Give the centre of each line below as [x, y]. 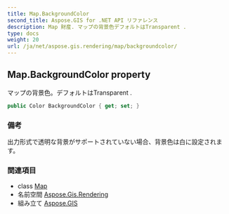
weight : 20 [23, 40]
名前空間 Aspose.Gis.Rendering [63, 194]
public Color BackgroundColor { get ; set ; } [73, 106]
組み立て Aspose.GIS [47, 203]
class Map [32, 186]
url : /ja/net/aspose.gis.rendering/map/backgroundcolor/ [92, 46]
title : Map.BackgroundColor [48, 14]
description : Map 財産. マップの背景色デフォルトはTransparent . [97, 27]
